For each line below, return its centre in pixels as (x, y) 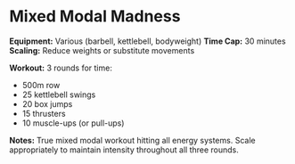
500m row (41, 85)
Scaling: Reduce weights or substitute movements (102, 50)
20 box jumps (47, 103)
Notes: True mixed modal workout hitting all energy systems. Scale (132, 140)
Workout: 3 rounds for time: (61, 68)
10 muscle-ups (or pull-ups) (73, 123)
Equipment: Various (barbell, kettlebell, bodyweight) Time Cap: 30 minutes (148, 41)
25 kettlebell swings (59, 94)
